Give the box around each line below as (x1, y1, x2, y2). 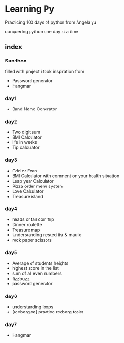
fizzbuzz (12, 276, 30, 281)
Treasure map (12, 227, 40, 233)
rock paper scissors (12, 237, 52, 243)
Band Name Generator (12, 106, 57, 112)
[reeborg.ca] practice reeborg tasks (12, 309, 84, 315)
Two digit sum (12, 129, 40, 135)
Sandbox (5, 57, 27, 64)
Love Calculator (12, 188, 44, 194)
